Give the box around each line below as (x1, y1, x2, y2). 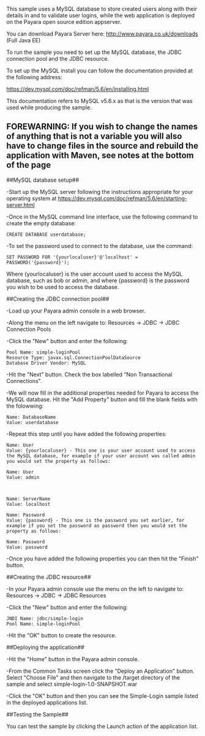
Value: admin (6, 474, 40, 481)
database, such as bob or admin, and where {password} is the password (6, 276, 190, 284)
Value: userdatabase (6, 419, 59, 425)
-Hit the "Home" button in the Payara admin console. (6, 655, 140, 662)
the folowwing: (6, 402, 44, 409)
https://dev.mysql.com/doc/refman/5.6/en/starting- (58, 195, 188, 202)
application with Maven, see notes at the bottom (6, 150, 194, 161)
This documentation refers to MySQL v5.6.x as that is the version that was (6, 98, 193, 104)
